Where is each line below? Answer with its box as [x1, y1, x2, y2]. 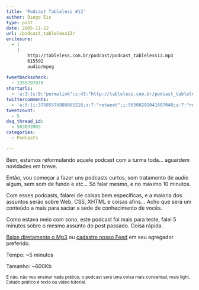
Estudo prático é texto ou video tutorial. [6, 279, 86, 285]
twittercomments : [6, 96, 49, 102]
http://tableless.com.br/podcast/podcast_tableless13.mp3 [27, 53, 174, 58]
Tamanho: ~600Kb [6, 262, 52, 269]
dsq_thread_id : [6, 119, 44, 125]
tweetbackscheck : [6, 74, 49, 80]
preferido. [6, 240, 31, 247]
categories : [6, 129, 36, 136]
